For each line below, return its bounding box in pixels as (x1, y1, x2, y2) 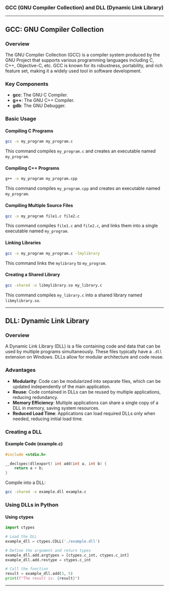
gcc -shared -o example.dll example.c (5, 489, 87, 495)
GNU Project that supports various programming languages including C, (5, 57, 154, 63)
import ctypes (5, 525, 35, 530)
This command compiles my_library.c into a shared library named (5, 292, 142, 298)
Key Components (5, 80, 49, 87)
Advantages (5, 367, 36, 374)
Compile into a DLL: (5, 479, 46, 486)
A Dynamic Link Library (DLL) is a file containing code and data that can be (5, 343, 161, 350)
